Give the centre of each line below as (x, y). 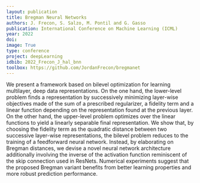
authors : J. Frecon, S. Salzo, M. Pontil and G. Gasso (76, 23)
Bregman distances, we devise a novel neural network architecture (89, 148)
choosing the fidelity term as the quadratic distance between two (87, 129)
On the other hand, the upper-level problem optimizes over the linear (91, 116)
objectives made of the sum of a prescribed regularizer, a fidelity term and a (100, 104)
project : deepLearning (34, 56)
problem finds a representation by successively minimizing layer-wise (92, 97)
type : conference (28, 51)
